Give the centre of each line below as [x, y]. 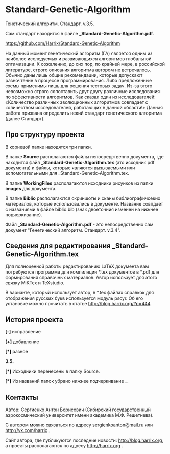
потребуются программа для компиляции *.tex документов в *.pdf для [82, 271]
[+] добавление [22, 342]
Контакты [22, 397]
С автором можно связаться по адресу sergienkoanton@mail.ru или [79, 425]
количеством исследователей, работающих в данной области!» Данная [84, 107]
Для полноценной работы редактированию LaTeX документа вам [77, 266]
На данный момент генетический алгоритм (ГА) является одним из [79, 53]
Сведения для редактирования [58, 246]
